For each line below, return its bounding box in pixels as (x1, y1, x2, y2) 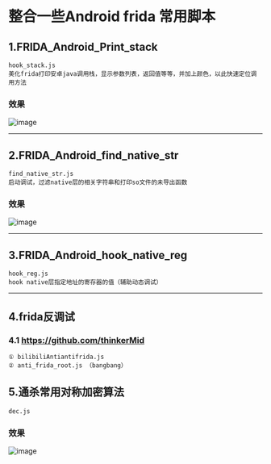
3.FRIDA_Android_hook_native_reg (8, 248, 188, 262)
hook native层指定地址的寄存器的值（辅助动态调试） (8, 278, 163, 286)
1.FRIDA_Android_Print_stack (8, 40, 158, 53)
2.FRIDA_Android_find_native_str (8, 148, 179, 162)
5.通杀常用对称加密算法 (8, 385, 125, 399)
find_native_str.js (8, 170, 74, 178)
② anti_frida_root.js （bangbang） (8, 361, 127, 370)
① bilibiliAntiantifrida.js (8, 353, 105, 361)
